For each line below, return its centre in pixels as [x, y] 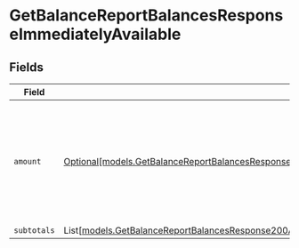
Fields [27, 67]
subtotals [34, 231]
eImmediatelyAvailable [95, 34]
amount [28, 161]
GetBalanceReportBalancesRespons [146, 16]
